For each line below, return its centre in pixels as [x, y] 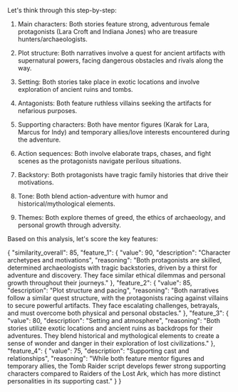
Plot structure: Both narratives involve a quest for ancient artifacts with [121, 53]
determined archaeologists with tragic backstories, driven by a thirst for [113, 267]
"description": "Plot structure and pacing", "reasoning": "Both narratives [113, 290]
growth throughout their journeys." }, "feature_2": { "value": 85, [100, 283]
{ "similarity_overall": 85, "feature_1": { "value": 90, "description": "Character [119, 253]
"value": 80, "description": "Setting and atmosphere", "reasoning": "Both [114, 321]
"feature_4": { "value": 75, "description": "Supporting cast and [98, 351]
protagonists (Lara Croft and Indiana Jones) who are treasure [108, 32]
